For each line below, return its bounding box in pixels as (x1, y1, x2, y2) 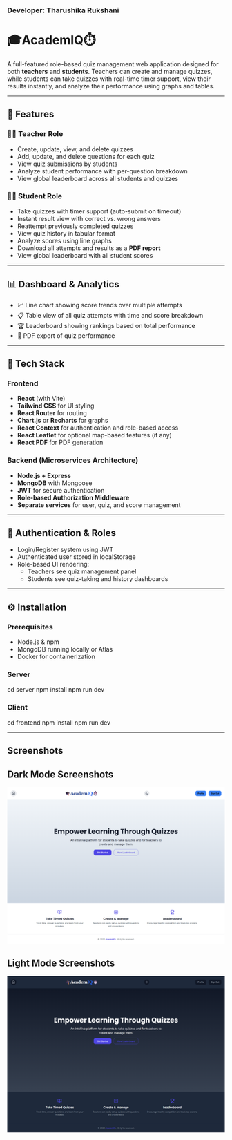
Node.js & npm (17, 638, 60, 646)
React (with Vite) (17, 395, 66, 403)
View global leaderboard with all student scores (17, 251, 153, 259)
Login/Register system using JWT (17, 545, 114, 554)
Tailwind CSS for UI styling (17, 401, 95, 410)
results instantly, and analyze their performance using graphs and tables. (7, 82, 215, 90)
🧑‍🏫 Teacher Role (7, 129, 64, 139)
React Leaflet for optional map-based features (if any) (17, 431, 173, 439)
